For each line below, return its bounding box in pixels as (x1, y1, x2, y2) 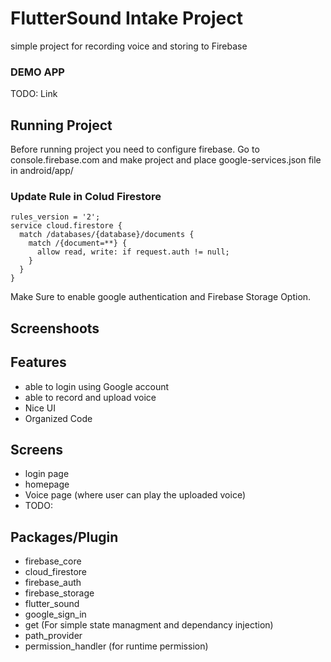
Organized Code (24, 412, 93, 424)
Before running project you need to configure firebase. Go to (10, 143, 260, 156)
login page (24, 468, 70, 480)
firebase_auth (24, 577, 82, 589)
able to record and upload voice (24, 391, 157, 403)
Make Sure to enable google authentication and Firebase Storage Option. (10, 291, 312, 303)
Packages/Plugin (10, 528, 119, 546)
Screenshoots (10, 320, 100, 337)
